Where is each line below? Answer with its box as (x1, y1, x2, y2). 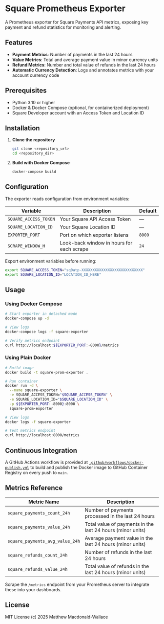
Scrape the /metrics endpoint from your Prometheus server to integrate (5, 581, 150, 587)
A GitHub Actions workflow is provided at (5, 459, 88, 465)
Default (139, 207, 157, 214)
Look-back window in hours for (60, 239, 133, 246)
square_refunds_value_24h (7, 566, 68, 572)
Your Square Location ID (60, 223, 116, 230)
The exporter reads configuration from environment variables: (5, 196, 130, 201)
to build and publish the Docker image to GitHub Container (30, 464, 148, 470)
